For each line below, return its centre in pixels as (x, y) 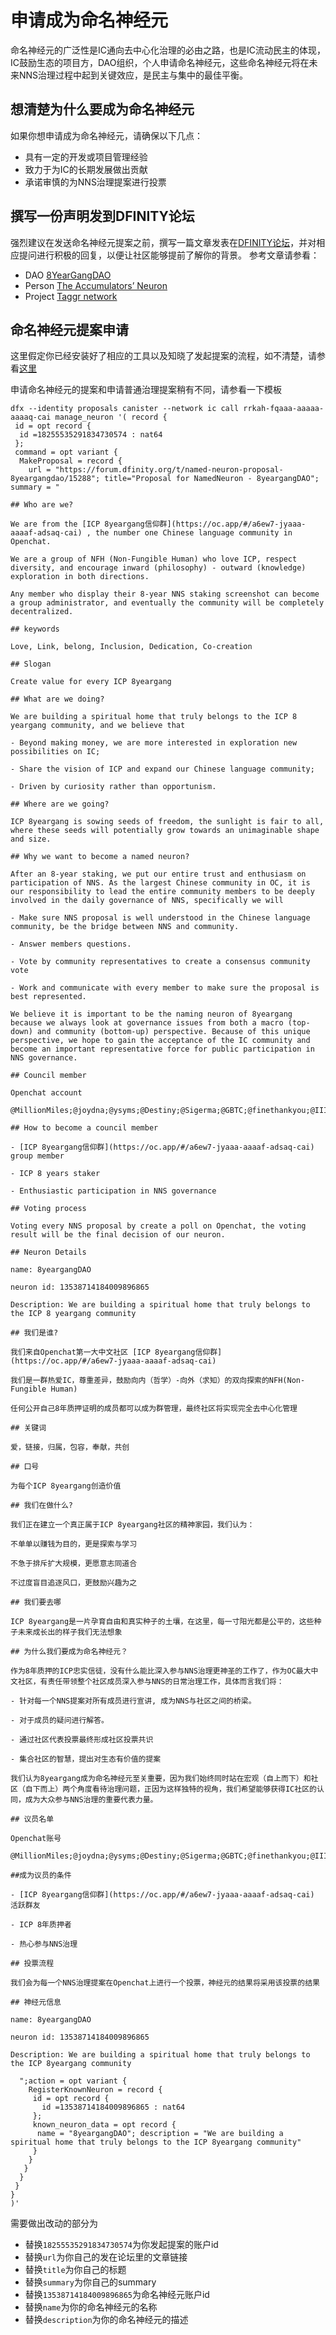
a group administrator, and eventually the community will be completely (167, 603)
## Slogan (31, 664)
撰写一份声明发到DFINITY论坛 (102, 216)
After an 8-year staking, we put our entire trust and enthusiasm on (158, 874)
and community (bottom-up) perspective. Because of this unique (173, 1032)
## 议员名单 (32, 1819)
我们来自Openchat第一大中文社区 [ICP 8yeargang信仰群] (116, 1352)
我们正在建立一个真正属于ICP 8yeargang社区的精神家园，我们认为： (132, 1525)
